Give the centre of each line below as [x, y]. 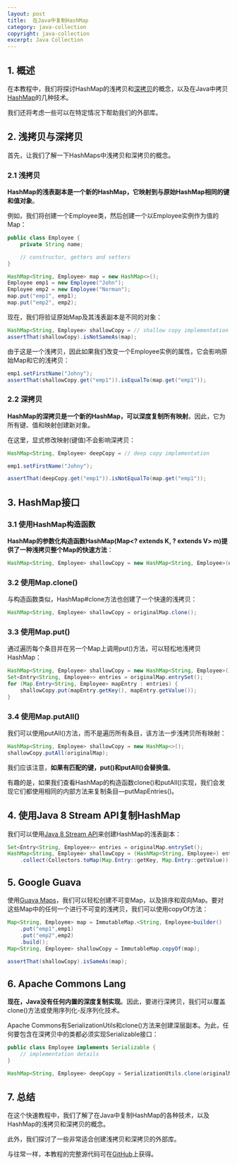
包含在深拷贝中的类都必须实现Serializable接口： [89, 1034]
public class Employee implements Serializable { [82, 1047]
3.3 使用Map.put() [39, 632]
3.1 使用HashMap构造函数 [51, 524]
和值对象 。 [23, 201]
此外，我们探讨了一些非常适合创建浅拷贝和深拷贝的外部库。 [94, 1139]
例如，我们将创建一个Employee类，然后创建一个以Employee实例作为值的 [113, 216]
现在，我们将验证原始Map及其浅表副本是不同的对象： [85, 317]
